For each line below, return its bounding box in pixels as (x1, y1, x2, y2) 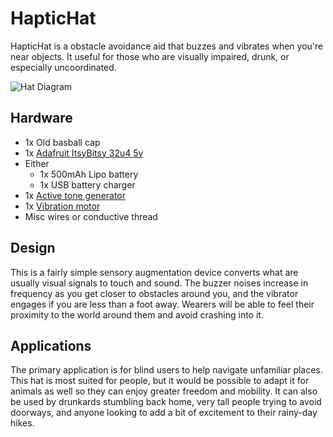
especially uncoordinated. (10, 61, 117, 73)
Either (24, 157, 50, 169)
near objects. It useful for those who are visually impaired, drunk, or (10, 50, 290, 62)
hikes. (10, 417, 35, 429)
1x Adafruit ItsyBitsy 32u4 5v (24, 147, 144, 159)
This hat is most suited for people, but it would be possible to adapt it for (10, 375, 310, 387)
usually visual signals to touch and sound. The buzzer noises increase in (10, 277, 309, 289)
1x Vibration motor (24, 200, 101, 212)
